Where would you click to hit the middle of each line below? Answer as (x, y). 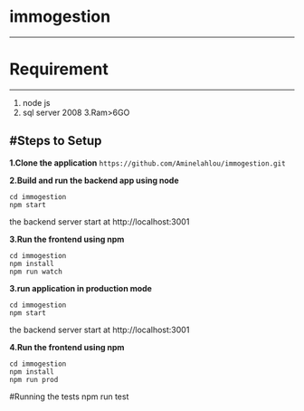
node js (36, 102)
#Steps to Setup (56, 141)
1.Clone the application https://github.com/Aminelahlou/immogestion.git (148, 162)
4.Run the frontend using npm (67, 347)
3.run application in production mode (81, 288)
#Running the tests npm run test (69, 397)
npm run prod (34, 379)
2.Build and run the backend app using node (94, 180)
